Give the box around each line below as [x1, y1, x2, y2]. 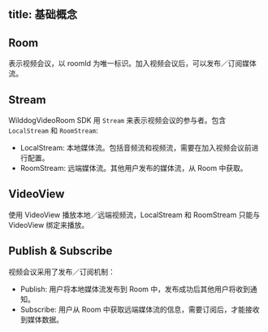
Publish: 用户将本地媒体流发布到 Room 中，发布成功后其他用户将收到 [19, 284, 250, 294]
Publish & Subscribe [8, 244, 113, 258]
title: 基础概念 [8, 7, 78, 22]
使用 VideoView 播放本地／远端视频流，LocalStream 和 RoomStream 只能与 [8, 210, 261, 220]
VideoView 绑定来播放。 [8, 220, 89, 229]
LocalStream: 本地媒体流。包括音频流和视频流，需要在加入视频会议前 [19, 143, 252, 153]
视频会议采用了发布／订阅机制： [8, 267, 115, 277]
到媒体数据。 [19, 314, 63, 324]
